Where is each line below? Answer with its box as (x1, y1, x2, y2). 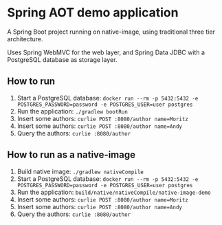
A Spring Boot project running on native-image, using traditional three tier (7, 28, 215, 36)
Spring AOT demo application (7, 5, 179, 21)
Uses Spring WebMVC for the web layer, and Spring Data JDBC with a (7, 48, 205, 56)
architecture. (7, 34, 43, 43)
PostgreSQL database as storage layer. (7, 55, 118, 63)
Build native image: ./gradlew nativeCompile (16, 167, 144, 175)
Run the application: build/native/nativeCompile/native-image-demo (16, 188, 211, 196)
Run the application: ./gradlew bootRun (16, 107, 129, 115)
